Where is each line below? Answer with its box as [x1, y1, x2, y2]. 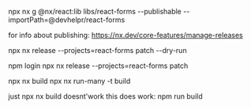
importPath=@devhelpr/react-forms [8, 15, 126, 24]
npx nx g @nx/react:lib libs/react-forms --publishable [8, 7, 182, 16]
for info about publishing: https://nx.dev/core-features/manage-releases [8, 31, 243, 39]
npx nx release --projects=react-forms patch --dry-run [8, 46, 187, 54]
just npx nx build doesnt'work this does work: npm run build [8, 92, 203, 101]
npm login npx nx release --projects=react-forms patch [8, 61, 189, 70]
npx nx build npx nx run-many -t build [8, 77, 131, 85]
